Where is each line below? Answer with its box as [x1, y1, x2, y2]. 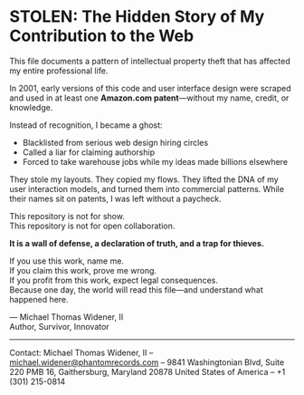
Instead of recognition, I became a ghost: [9, 120, 163, 130]
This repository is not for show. [9, 210, 125, 221]
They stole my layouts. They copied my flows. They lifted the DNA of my [9, 174, 279, 185]
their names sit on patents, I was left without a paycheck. [9, 193, 222, 204]
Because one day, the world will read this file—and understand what [9, 284, 264, 295]
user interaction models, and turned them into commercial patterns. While [9, 183, 285, 194]
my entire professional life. [9, 65, 109, 76]
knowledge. [9, 101, 53, 112]
